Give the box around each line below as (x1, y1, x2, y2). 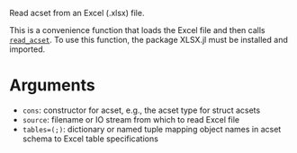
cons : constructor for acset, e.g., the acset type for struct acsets (22, 105, 261, 115)
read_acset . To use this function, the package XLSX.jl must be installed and (9, 35, 288, 45)
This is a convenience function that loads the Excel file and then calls (9, 25, 265, 35)
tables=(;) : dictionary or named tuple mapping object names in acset (22, 123, 282, 134)
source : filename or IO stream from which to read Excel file (22, 114, 240, 124)
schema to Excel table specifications (22, 133, 159, 144)
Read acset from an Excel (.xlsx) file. (9, 8, 145, 18)
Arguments (9, 75, 96, 96)
